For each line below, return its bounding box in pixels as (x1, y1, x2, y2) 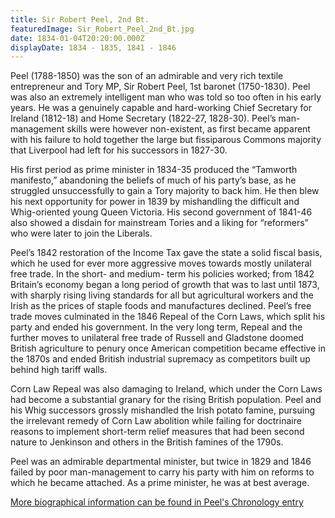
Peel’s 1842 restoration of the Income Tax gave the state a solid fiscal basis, (10, 247, 323, 259)
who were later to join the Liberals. (10, 227, 153, 240)
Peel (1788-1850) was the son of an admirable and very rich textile (10, 70, 284, 82)
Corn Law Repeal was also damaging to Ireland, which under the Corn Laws (10, 383, 323, 395)
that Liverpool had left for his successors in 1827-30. (10, 144, 228, 156)
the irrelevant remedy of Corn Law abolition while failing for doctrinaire (10, 415, 302, 427)
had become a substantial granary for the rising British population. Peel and (10, 394, 322, 406)
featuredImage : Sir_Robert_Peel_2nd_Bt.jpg (10, 24, 195, 34)
